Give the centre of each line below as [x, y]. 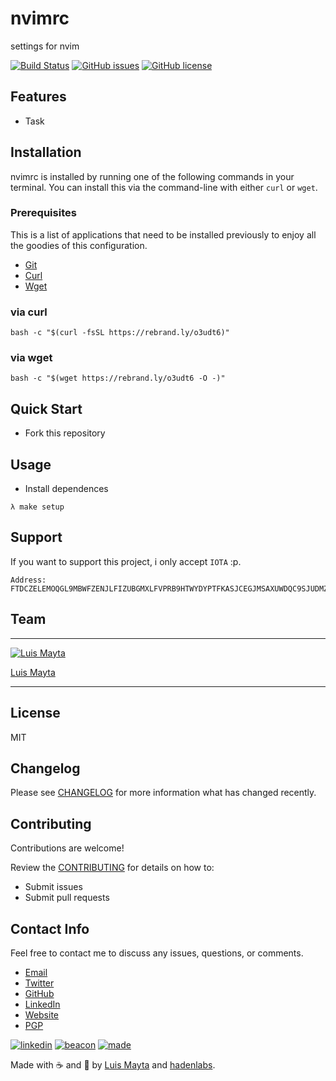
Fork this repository [65, 433]
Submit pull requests [67, 898]
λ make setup [37, 507]
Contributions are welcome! [67, 848]
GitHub [39, 993]
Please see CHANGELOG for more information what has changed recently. [163, 793]
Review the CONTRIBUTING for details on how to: [112, 868]
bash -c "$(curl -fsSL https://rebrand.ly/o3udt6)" [120, 333]
